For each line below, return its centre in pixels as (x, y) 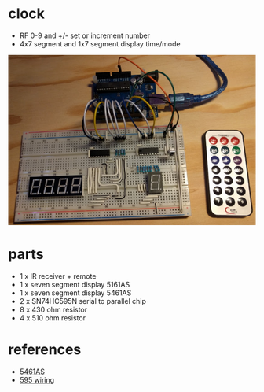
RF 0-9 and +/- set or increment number (85, 35)
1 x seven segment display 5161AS (75, 284)
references (45, 349)
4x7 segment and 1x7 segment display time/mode (100, 43)
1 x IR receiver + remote (58, 276)
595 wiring (37, 379)
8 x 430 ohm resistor (53, 309)
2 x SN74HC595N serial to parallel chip (83, 301)
